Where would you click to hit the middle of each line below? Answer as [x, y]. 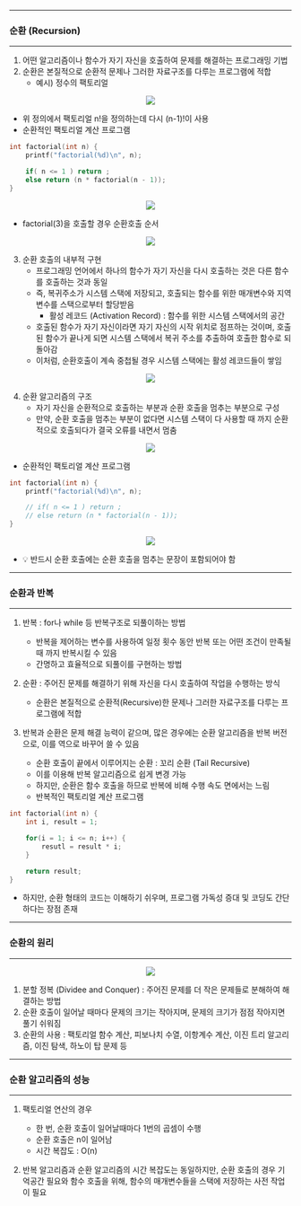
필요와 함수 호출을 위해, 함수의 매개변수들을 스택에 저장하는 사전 [157, 1181]
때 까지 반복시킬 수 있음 [77, 653]
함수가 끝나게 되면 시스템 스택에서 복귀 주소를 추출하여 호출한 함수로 [163, 338]
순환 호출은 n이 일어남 [74, 1140]
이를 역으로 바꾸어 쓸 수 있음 [90, 744]
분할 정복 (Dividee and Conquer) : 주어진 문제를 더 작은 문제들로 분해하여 [151, 990]
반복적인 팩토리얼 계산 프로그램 [90, 797]
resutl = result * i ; [82, 846]
